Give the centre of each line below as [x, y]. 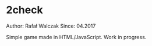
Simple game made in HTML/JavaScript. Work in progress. [76, 37]
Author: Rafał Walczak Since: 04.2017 [51, 26]
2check [24, 10]
